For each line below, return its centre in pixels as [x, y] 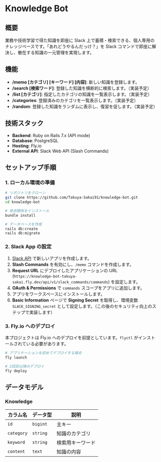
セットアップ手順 [31, 168]
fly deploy [16, 371]
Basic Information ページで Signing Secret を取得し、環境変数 [75, 300]
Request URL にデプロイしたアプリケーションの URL [65, 270]
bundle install [20, 215]
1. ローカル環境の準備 [30, 182]
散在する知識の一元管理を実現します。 [56, 52]
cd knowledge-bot [23, 202]
